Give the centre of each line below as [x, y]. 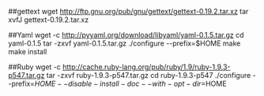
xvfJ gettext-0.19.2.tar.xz [49, 20]
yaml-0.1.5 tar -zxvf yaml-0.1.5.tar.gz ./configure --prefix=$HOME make [124, 43]
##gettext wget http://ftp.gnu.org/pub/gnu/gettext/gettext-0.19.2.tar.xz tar [128, 11]
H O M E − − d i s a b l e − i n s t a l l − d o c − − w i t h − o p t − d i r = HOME [130, 83]
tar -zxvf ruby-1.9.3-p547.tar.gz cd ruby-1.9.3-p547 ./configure [149, 75]
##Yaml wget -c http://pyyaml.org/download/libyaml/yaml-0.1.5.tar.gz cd [126, 35]
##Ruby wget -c [35, 67]
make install [28, 52]
